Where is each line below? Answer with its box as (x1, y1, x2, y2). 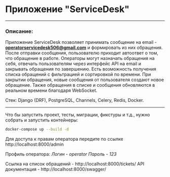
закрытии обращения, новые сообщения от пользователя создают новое (5, 77, 164, 83)
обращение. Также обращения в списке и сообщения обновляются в (5, 82, 155, 88)
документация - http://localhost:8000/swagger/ (5, 166, 106, 172)
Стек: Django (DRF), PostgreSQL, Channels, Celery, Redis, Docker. (5, 97, 144, 103)
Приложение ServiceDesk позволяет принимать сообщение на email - (5, 39, 157, 45)
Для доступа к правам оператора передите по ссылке (5, 136, 123, 142)
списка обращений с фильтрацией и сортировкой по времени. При (5, 72, 151, 78)
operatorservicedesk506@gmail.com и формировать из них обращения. (5, 44, 163, 51)
